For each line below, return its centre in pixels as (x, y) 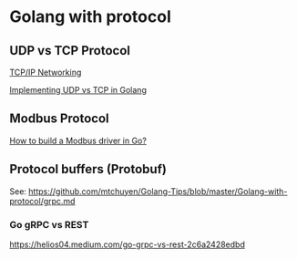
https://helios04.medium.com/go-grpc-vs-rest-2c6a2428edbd (128, 244)
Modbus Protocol (59, 119)
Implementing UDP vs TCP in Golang (78, 90)
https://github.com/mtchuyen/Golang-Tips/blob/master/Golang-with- (158, 191)
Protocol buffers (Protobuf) (88, 169)
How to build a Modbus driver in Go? (78, 140)
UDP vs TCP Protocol (70, 51)
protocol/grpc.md (42, 201)
